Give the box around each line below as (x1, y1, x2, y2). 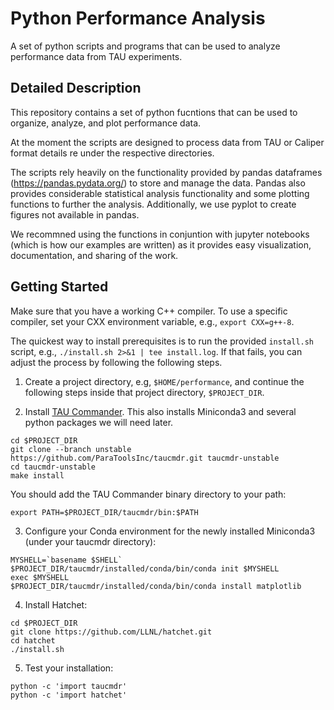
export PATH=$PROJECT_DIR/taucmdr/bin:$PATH (10, 507, 199, 517)
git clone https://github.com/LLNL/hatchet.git (10, 627, 213, 637)
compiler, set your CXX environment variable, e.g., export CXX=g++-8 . (10, 315, 295, 327)
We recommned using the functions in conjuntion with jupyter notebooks (10, 228, 310, 240)
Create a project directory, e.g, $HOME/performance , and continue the (24, 375, 305, 387)
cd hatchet (10, 635, 56, 646)
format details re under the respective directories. (10, 147, 215, 159)
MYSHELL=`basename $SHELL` (10, 555, 123, 565)
